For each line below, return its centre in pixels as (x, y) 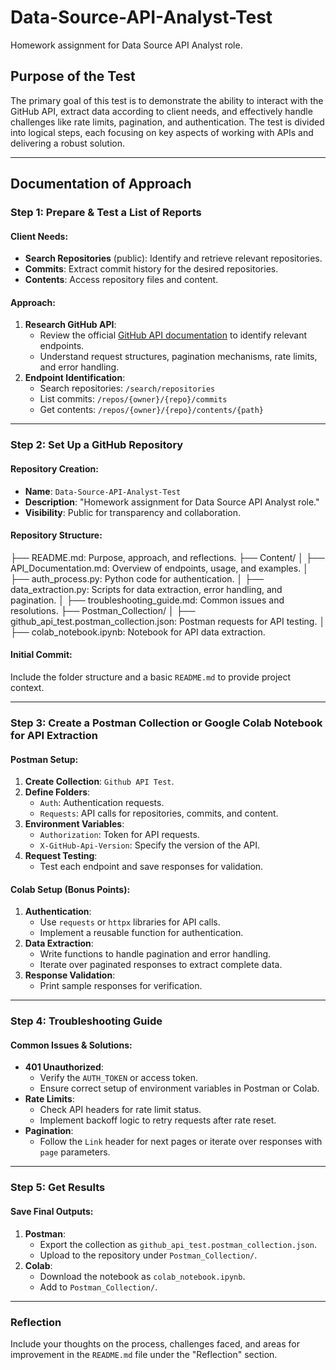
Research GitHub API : (70, 325)
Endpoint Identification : (75, 378)
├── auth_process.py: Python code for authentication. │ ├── (137, 578)
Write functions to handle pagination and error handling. (155, 954)
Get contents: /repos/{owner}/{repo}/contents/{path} (151, 410)
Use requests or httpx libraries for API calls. (130, 922)
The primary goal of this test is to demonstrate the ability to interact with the (167, 100)
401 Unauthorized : (64, 1067)
